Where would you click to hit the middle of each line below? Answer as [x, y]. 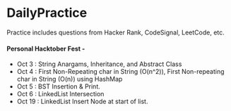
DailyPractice [47, 13]
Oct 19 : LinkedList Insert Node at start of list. [82, 102]
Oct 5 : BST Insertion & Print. [58, 86]
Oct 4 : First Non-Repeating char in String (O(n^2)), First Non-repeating [120, 72]
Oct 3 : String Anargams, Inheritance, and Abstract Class [99, 64]
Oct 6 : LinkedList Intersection [60, 94]
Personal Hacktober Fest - [46, 48]
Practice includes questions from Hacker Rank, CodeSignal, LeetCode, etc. [116, 32]
